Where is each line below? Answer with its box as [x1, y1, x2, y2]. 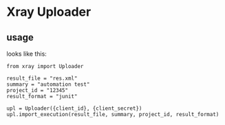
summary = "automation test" [6, 81, 90, 88]
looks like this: [6, 49, 47, 58]
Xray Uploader [6, 4, 92, 20]
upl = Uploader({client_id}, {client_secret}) [6, 105, 142, 112]
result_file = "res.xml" [6, 75, 78, 82]
